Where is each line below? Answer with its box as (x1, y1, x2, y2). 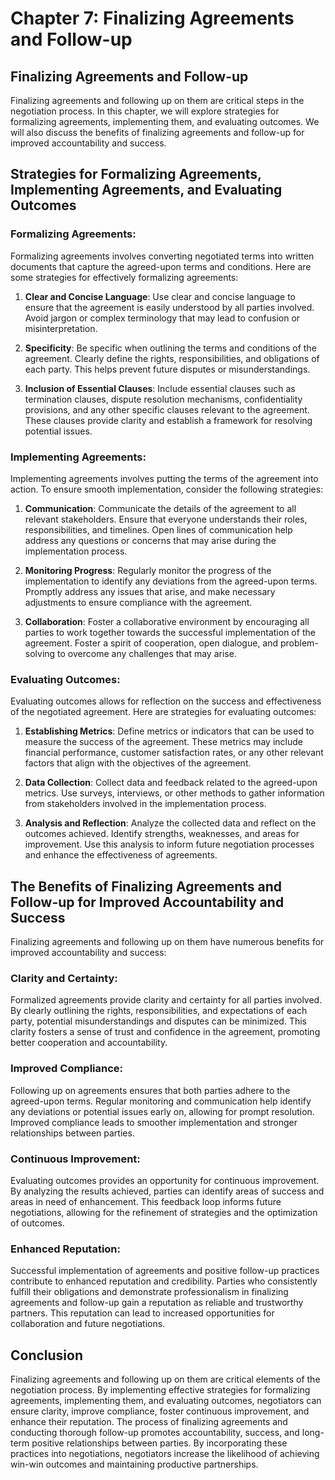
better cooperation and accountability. (10, 1037, 168, 1049)
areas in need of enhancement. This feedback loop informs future (10, 1195, 282, 1207)
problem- (279, 637, 319, 649)
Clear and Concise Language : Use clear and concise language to (24, 290, 296, 302)
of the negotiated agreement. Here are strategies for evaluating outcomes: (10, 706, 317, 718)
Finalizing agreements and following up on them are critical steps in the (10, 95, 305, 106)
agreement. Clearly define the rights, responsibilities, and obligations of (24, 352, 320, 364)
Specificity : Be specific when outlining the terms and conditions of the (24, 342, 317, 354)
